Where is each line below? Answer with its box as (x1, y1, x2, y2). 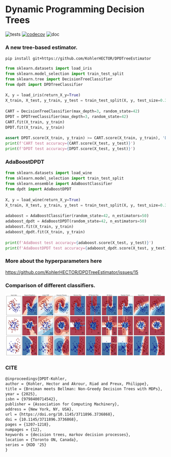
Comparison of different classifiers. (5, 282, 96, 289)
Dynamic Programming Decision (5, 4, 145, 15)
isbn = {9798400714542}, (5, 397, 58, 402)
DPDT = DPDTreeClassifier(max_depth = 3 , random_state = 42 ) (5, 114, 129, 119)
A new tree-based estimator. (5, 44, 78, 51)
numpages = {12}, (5, 427, 42, 433)
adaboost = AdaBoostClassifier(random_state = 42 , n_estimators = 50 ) (5, 214, 149, 219)
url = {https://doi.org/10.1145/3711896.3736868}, (5, 412, 115, 417)
